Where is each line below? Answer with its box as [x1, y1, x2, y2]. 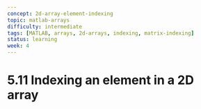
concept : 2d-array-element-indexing [7, 10, 113, 17]
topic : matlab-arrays [7, 17, 70, 24]
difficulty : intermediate [7, 23, 82, 30]
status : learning [7, 36, 58, 43]
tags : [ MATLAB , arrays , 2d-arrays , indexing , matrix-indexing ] [7, 29, 195, 37]
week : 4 [7, 42, 30, 49]
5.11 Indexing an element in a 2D [7, 72, 195, 88]
